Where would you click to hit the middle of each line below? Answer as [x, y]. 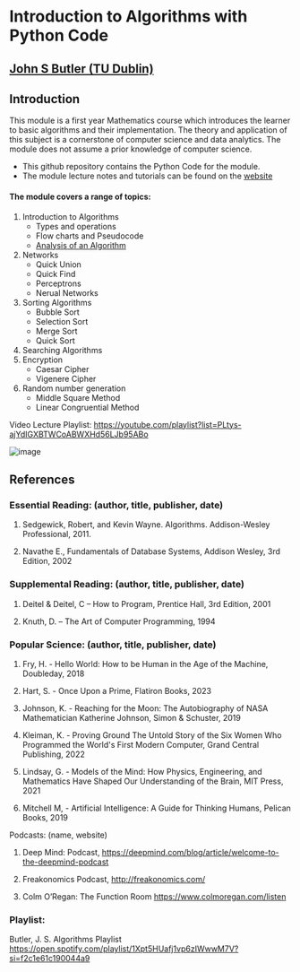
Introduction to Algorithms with [129, 17]
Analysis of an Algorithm [81, 245]
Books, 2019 [45, 817]
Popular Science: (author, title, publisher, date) [113, 645]
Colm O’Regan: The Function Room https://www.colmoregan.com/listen [154, 896]
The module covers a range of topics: [80, 196]
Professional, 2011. [56, 534]
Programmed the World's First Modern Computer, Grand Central [141, 744]
